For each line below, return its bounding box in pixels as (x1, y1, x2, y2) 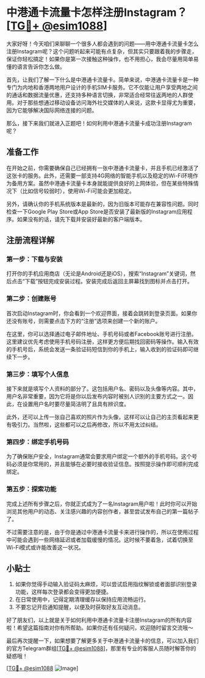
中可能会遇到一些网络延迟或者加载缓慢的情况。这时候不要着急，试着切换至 (6, 536, 193, 543)
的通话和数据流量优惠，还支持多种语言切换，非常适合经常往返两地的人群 (6, 91, 188, 99)
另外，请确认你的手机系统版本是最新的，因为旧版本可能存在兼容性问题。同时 (6, 200, 199, 207)
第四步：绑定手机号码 (6, 438, 69, 446)
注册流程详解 (6, 235, 55, 245)
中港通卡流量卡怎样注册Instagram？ (6, 6, 188, 20)
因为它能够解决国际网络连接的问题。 (6, 106, 98, 114)
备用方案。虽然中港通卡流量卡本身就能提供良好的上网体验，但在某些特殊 (11, 179, 193, 187)
